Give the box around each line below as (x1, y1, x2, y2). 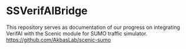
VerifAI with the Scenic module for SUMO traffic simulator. (6, 30, 148, 37)
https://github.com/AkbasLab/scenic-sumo (6, 36, 111, 43)
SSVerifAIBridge (6, 4, 88, 18)
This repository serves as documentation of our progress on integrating (6, 24, 180, 31)
